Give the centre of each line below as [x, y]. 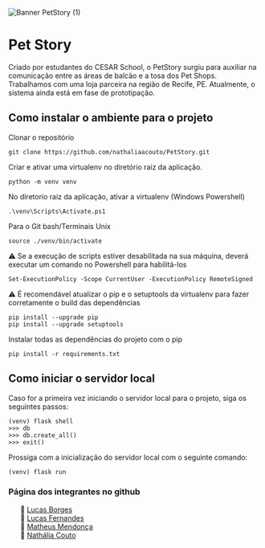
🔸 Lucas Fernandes [52, 517]
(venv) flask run [37, 472]
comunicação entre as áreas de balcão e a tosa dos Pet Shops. [113, 76]
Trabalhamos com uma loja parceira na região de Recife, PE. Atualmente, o [132, 84]
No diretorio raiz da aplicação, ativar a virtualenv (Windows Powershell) [126, 196]
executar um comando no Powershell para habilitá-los [98, 264]
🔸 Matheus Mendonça [57, 526]
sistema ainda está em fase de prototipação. [82, 92]
